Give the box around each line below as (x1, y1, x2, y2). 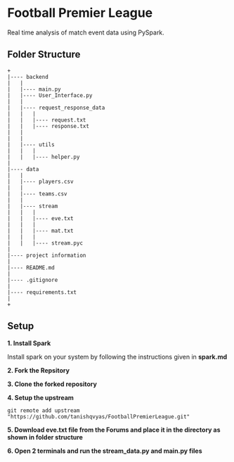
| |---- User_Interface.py (7, 91, 93, 99)
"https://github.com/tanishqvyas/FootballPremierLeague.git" (7, 413, 190, 420)
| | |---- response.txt (7, 122, 90, 129)
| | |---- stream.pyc (7, 239, 83, 247)
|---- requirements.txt (7, 288, 77, 296)
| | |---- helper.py (7, 153, 80, 160)
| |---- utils (7, 141, 55, 148)
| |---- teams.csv (7, 190, 68, 198)
